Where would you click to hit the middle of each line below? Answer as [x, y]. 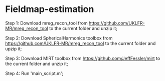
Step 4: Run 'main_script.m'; [34, 73]
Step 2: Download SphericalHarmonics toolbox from [59, 38]
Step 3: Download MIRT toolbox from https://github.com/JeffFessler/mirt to [83, 58]
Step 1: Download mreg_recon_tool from [46, 23]
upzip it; [14, 48]
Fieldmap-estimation [50, 9]
